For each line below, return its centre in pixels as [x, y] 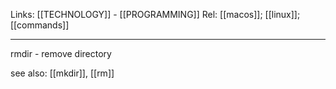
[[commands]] [40, 25]
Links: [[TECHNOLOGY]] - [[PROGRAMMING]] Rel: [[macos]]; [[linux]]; [155, 14]
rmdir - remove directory [61, 53]
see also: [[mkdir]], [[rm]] [62, 73]
